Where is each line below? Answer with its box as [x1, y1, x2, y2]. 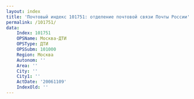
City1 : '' [16, 73, 41, 79]
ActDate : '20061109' [16, 79, 67, 85]
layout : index [6, 8, 41, 15]
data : [6, 24, 19, 31]
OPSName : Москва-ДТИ [16, 36, 67, 41]
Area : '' [16, 62, 38, 69]
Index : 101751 [16, 30, 51, 36]
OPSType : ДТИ [16, 41, 49, 47]
